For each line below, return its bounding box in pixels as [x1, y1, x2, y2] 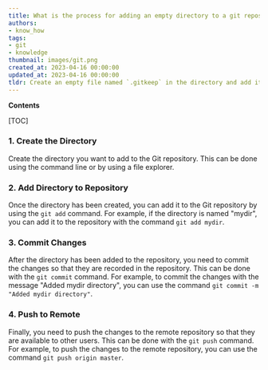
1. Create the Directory [8, 136, 97, 147]
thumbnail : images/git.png [8, 57, 98, 65]
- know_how [8, 26, 45, 34]
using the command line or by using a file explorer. [8, 162, 175, 171]
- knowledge [8, 49, 48, 57]
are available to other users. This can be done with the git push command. [8, 336, 254, 345]
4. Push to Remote [8, 309, 81, 320]
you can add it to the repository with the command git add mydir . [8, 217, 225, 227]
